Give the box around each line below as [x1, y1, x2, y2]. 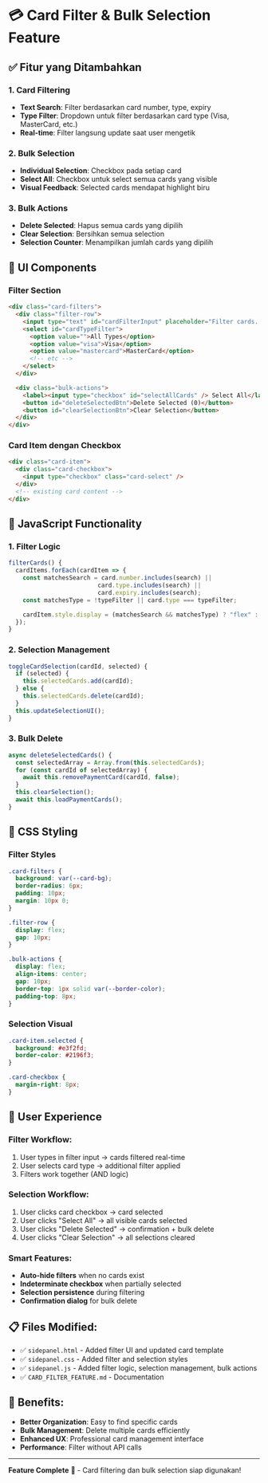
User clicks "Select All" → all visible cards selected [19, 1215, 187, 1225]
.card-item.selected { [8, 1037, 84, 1044]
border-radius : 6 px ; [15, 882, 84, 890]
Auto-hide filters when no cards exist [19, 1271, 145, 1280]
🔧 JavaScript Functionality [8, 517, 142, 531]
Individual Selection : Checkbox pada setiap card [19, 166, 182, 175]
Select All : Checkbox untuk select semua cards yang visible [19, 175, 218, 184]
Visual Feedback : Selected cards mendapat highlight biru [19, 183, 210, 192]
